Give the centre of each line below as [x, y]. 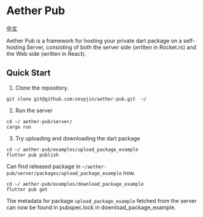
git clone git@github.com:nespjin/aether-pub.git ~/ [77, 99]
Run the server [34, 110]
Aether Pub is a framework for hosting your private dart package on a [94, 40]
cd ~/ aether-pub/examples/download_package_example [75, 184]
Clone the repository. [42, 88]
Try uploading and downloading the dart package [78, 138]
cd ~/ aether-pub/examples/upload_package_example [72, 150]
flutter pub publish [33, 155]
